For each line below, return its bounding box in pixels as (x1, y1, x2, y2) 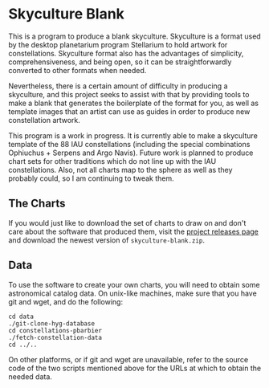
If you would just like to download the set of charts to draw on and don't (8, 218, 247, 227)
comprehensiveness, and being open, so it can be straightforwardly (8, 57, 232, 67)
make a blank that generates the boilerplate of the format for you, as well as (8, 98, 259, 108)
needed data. (8, 371, 52, 382)
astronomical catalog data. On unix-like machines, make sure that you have (8, 288, 257, 298)
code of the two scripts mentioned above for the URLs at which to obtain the (8, 363, 262, 373)
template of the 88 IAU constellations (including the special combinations (8, 139, 251, 149)
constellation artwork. (8, 115, 80, 125)
